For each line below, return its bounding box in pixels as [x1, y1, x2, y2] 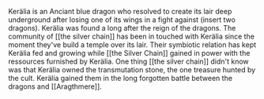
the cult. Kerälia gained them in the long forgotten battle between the [8, 74, 233, 82]
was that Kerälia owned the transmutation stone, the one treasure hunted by [8, 65, 256, 74]
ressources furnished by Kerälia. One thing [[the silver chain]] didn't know [8, 57, 249, 66]
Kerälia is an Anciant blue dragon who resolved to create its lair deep [8, 7, 232, 16]
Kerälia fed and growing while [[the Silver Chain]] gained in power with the [8, 49, 251, 57]
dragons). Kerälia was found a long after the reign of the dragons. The [8, 24, 236, 32]
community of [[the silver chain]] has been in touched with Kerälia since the [8, 31, 255, 41]
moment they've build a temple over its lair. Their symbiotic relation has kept [8, 40, 257, 49]
